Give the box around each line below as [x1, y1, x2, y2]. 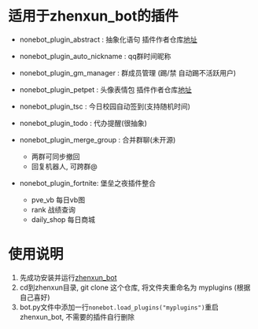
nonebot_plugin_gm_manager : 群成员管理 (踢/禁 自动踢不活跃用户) [19, 68, 237, 77]
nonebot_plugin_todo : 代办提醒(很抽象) [19, 118, 148, 128]
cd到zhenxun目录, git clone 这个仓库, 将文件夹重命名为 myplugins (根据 [19, 283, 251, 292]
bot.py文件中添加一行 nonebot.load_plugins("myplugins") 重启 [19, 302, 219, 312]
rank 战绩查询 [31, 205, 76, 214]
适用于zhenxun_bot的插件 [8, 7, 179, 25]
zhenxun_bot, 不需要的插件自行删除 [19, 312, 135, 321]
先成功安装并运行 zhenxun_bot [19, 272, 117, 282]
